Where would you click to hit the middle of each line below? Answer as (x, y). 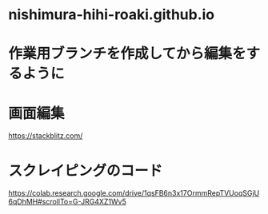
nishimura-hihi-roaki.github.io (112, 15)
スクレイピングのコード (86, 170)
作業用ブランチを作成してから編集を (127, 54)
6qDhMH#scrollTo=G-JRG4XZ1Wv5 (67, 202)
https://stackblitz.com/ (46, 136)
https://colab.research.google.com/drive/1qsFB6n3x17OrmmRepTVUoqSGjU (134, 193)
